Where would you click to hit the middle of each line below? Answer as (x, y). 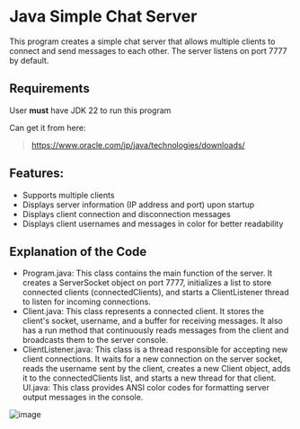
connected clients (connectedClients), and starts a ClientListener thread (155, 293)
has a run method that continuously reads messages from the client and (155, 330)
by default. (29, 60)
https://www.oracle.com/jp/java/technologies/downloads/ (138, 144)
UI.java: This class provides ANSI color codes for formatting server (146, 388)
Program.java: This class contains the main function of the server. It (147, 273)
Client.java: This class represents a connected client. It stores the (143, 311)
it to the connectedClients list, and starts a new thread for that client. (149, 378)
